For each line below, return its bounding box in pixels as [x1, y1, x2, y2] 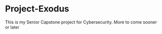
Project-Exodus [5, 3, 70, 14]
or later [5, 24, 19, 30]
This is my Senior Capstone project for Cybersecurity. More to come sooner [5, 19, 157, 25]
